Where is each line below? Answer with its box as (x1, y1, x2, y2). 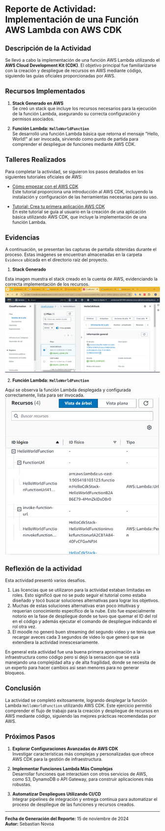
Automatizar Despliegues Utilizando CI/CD (12, 791, 102, 797)
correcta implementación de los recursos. (5, 281, 90, 287)
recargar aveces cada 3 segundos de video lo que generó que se (12, 634, 145, 640)
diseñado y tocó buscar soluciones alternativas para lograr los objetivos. (12, 598, 160, 604)
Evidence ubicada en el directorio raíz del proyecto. (5, 257, 109, 263)
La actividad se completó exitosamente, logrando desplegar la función (5, 697, 147, 703)
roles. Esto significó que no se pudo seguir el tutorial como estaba (12, 592, 146, 598)
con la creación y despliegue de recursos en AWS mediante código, (5, 68, 142, 73)
